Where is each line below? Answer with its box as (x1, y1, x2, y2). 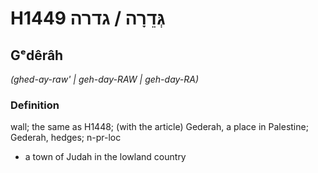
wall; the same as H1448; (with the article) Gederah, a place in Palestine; (10, 121, 309, 133)
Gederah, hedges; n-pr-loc (10, 132, 122, 144)
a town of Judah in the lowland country (24, 151, 187, 163)
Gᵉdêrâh (10, 47, 64, 64)
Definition (10, 98, 60, 112)
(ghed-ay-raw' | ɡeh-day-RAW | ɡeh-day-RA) (10, 73, 200, 85)
